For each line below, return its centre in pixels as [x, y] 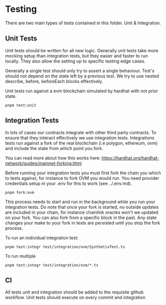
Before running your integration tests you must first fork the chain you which [83, 173]
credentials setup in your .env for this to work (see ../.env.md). [69, 183]
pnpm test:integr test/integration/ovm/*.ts [52, 265]
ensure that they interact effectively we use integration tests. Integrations [80, 138]
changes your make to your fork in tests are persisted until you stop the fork [83, 223]
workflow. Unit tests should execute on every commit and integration [75, 298]
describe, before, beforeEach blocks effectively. [54, 81]
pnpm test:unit [21, 105]
